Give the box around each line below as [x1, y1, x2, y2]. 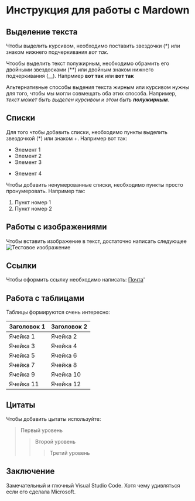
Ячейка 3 [9, 342, 35, 350]
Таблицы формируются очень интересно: [6, 308, 110, 316]
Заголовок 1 [9, 322, 46, 331]
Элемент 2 [14, 152, 42, 159]
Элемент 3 [14, 159, 42, 166]
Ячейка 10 [50, 370, 81, 379]
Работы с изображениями [6, 222, 107, 232]
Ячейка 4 [50, 342, 77, 350]
